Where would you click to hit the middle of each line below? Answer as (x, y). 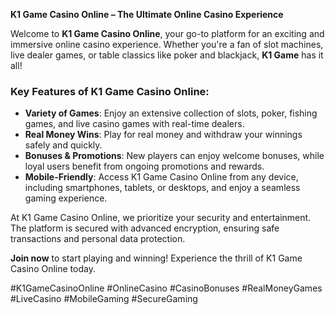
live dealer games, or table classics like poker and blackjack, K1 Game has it (167, 55)
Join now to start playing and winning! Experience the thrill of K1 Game (156, 258)
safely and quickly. (63, 145)
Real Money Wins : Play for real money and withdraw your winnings (163, 135)
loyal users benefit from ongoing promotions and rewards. (144, 166)
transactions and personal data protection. (98, 239)
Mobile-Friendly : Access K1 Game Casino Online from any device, (161, 177)
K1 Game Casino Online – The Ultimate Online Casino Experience (147, 14)
